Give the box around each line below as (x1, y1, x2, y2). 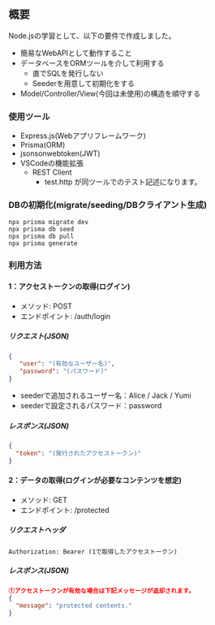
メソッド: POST (19, 301, 73, 311)
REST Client (32, 167, 72, 177)
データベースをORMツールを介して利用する (19, 58, 165, 67)
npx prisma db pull (8, 232, 75, 241)
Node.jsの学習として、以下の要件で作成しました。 (8, 31, 176, 41)
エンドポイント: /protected (19, 505, 110, 515)
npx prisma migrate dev (8, 218, 89, 226)
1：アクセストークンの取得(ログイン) (8, 281, 131, 291)
